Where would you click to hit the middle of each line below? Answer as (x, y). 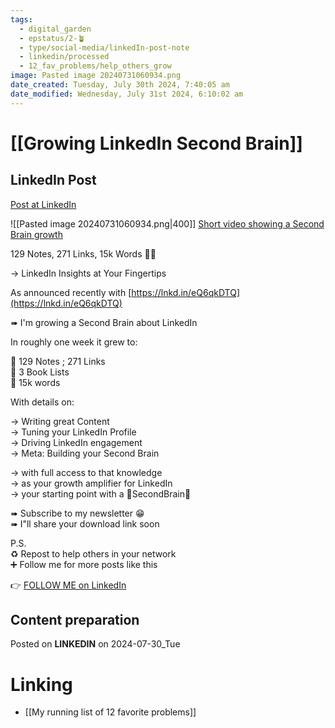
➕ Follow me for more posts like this (84, 564)
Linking (41, 684)
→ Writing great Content (60, 421)
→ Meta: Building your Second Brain (85, 453)
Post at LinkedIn (43, 204)
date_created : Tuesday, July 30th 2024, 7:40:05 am (120, 85)
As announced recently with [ (71, 292)
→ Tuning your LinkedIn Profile (73, 432)
